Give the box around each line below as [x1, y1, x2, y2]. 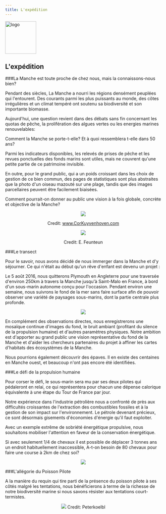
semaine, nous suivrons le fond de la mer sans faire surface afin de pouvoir [5, 289, 160, 295]
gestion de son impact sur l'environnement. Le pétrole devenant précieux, [5, 410, 156, 415]
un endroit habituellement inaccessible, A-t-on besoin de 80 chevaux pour [5, 444, 157, 451]
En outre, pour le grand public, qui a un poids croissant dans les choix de [5, 171, 154, 177]
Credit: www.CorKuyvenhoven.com [47, 220, 119, 226]
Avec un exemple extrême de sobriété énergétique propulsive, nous [5, 424, 144, 430]
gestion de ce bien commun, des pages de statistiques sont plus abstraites [5, 176, 159, 182]
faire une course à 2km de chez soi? [5, 450, 79, 456]
